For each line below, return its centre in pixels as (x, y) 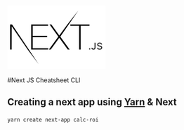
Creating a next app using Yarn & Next (92, 102)
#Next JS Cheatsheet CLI (44, 80)
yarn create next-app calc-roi (53, 119)
